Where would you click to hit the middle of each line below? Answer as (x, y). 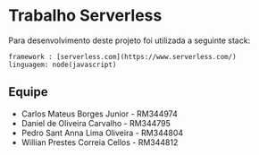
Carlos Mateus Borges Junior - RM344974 (99, 114)
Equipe (28, 92)
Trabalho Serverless (85, 16)
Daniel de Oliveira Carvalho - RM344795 (96, 123)
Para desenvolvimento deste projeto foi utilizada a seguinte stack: (129, 40)
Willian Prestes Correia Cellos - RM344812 (100, 142)
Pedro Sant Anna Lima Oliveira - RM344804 (102, 133)
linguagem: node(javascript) (63, 65)
